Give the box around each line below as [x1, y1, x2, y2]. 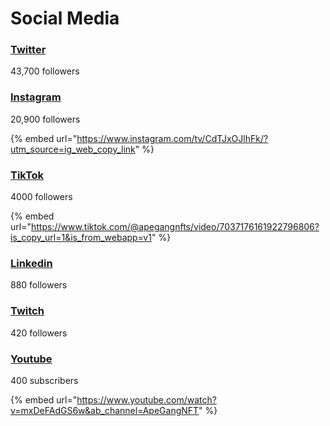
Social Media [10, 7, 120, 30]
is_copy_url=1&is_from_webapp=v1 [10, 232, 152, 244]
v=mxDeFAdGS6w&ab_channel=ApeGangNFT [10, 404, 200, 416]
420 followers [10, 327, 68, 339]
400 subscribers [10, 374, 79, 386]
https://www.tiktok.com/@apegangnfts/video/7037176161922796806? [30, 221, 320, 233]
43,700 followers [10, 65, 80, 77]
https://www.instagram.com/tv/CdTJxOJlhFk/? [76, 132, 269, 144]
